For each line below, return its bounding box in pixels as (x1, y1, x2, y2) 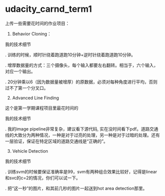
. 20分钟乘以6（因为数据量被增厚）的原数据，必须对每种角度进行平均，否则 (5, 79, 158, 85)
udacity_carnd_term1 (5, 3, 92, 15)
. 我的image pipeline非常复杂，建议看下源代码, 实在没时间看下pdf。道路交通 (5, 126, 159, 131)
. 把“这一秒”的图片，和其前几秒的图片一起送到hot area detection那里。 (5, 185, 147, 191)
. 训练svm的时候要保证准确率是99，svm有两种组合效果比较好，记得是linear (5, 168, 157, 174)
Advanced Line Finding (12, 95, 59, 100)
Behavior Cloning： (12, 31, 52, 36)
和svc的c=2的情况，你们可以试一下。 (5, 175, 81, 181)
